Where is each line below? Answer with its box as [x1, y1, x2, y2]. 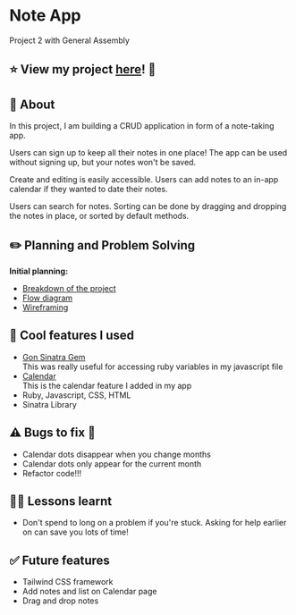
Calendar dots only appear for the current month [21, 458, 202, 469]
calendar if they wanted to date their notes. [9, 184, 168, 195]
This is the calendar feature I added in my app [21, 380, 192, 391]
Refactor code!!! [21, 468, 82, 478]
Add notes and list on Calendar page [21, 586, 157, 597]
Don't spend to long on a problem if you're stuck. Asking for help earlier [21, 518, 287, 528]
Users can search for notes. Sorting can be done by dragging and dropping [9, 201, 287, 212]
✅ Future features [9, 552, 110, 568]
